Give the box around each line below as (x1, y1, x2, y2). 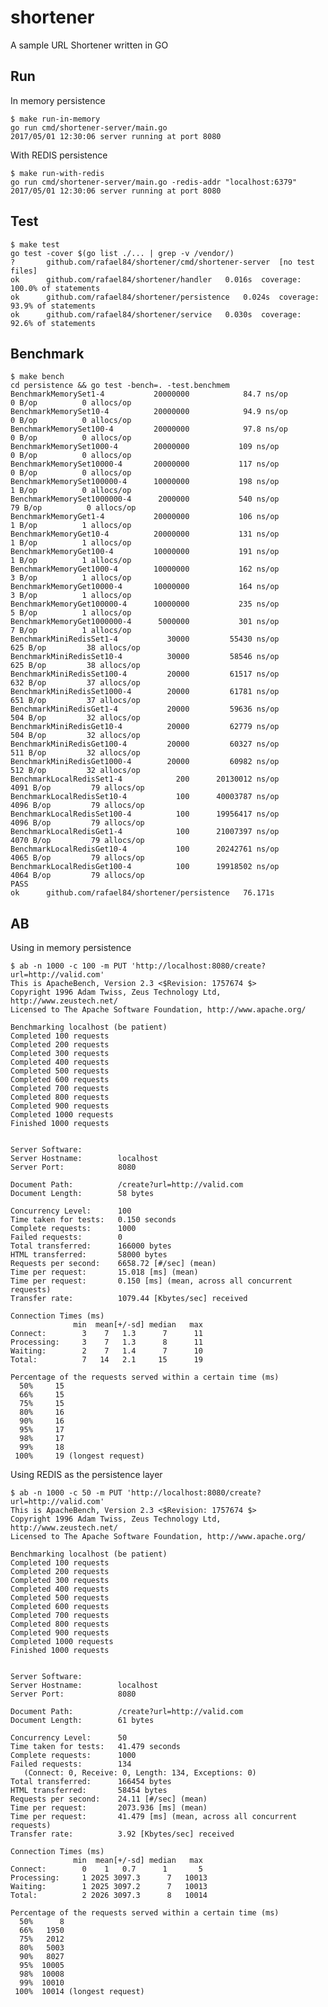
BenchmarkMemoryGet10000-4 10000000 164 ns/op (10, 582, 280, 592)
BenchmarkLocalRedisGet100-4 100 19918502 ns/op (10, 862, 280, 872)
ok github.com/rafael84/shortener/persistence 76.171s (10, 888, 275, 898)
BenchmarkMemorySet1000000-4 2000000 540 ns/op (10, 494, 280, 505)
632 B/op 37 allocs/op (10, 678, 141, 688)
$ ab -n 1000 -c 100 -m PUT (10, 961, 128, 971)
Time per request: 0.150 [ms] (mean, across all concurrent (10, 1276, 293, 1286)
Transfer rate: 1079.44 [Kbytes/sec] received (10, 1294, 248, 1304)
